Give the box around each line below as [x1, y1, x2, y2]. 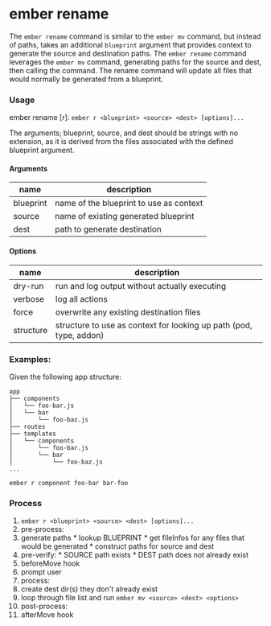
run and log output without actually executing [55, 280, 227, 291]
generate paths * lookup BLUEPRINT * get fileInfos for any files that [20, 533, 244, 543]
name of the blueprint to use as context [55, 198, 203, 209]
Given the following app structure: [9, 372, 122, 381]
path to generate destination [55, 224, 162, 235]
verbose [13, 293, 45, 304]
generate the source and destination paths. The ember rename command [9, 48, 248, 58]
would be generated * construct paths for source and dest [20, 542, 214, 551]
